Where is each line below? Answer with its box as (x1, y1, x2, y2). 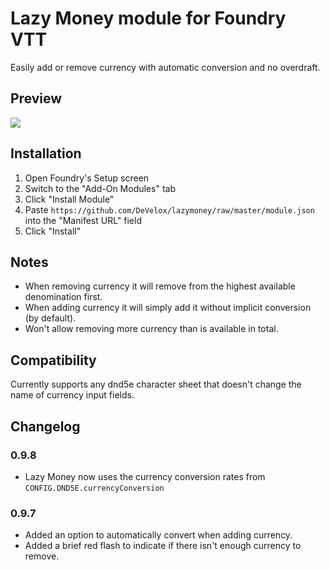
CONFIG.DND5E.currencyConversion (24, 483, 165, 493)
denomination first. (24, 291, 103, 303)
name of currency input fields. (10, 389, 135, 401)
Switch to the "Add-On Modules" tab (24, 182, 176, 194)
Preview (10, 90, 63, 107)
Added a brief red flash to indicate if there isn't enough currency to (24, 540, 302, 552)
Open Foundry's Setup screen (24, 172, 150, 184)
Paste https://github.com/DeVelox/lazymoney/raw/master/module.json (24, 203, 315, 216)
